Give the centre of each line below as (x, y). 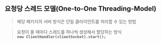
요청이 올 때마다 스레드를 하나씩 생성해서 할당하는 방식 (69, 32)
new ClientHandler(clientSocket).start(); (61, 37)
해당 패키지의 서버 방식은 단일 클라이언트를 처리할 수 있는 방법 (76, 22)
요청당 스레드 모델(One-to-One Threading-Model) (80, 9)
